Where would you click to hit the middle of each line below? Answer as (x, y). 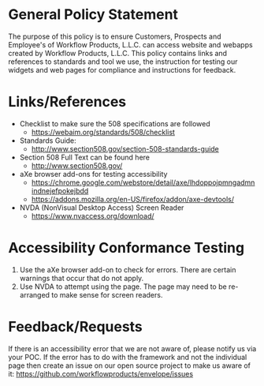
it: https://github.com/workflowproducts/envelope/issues (101, 373)
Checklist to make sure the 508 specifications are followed (115, 123)
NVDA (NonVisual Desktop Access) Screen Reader (102, 208)
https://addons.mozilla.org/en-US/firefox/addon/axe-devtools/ (133, 199)
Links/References (67, 102)
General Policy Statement (93, 15)
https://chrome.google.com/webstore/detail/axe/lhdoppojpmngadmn (143, 182)
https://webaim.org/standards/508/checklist (103, 132)
